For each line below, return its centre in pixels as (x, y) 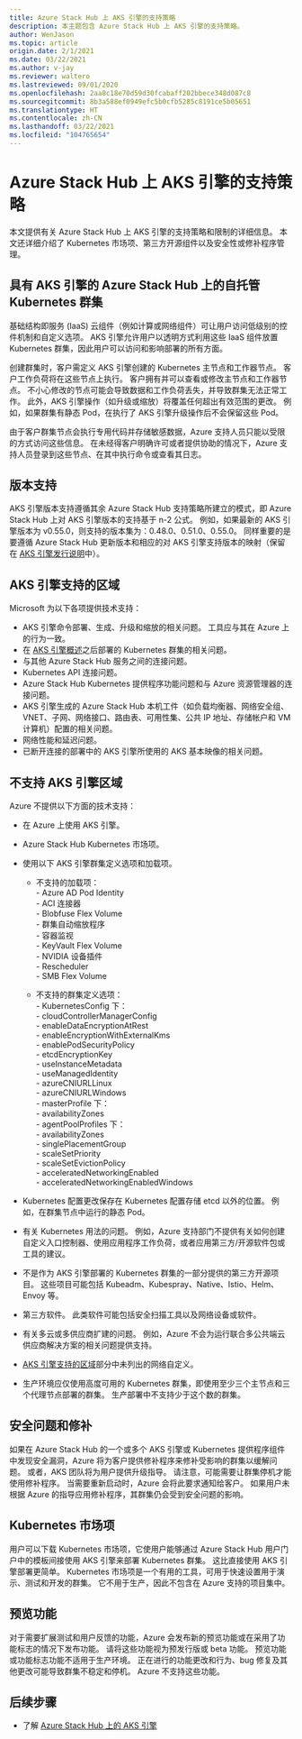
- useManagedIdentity (77, 1074)
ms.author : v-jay (42, 69)
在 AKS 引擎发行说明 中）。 (57, 554)
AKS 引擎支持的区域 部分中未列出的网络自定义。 (110, 1364)
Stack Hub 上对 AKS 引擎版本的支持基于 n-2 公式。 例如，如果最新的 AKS (145, 520)
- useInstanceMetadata (79, 1064)
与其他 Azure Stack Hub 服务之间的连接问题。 (107, 661)
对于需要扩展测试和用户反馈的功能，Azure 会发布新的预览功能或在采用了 (143, 1637)
